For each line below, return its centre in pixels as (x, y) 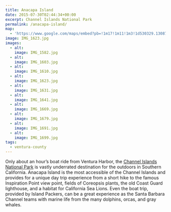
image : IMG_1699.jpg (36, 138)
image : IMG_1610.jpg (36, 72)
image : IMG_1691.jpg (36, 128)
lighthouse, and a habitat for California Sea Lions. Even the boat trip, (77, 188)
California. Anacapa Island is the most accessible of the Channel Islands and (85, 172)
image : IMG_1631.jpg (36, 90)
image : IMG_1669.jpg (36, 109)
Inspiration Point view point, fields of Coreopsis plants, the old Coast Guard (84, 183)
